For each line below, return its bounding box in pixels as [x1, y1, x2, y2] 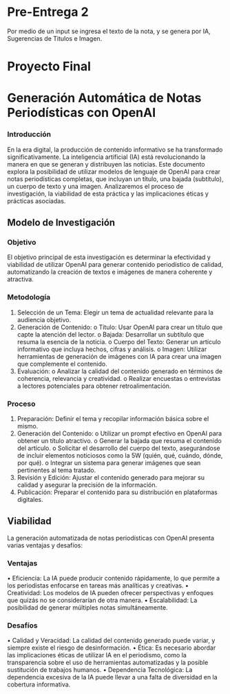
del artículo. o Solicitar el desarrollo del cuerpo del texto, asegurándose [17, 444, 220, 452]
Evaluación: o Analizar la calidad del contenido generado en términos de [17, 367, 223, 375]
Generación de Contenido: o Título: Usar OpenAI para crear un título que [17, 323, 223, 331]
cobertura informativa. [7, 680, 71, 688]
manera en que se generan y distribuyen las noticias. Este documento [7, 160, 205, 168]
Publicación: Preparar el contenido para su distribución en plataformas [17, 488, 218, 496]
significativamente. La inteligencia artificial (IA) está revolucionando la [7, 153, 206, 161]
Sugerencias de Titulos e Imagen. [7, 34, 103, 42]
